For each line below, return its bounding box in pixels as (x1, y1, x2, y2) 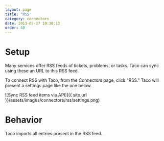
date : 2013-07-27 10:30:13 (5, 21, 60, 26)
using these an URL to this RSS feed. (5, 68, 79, 74)
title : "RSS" (5, 12, 32, 17)
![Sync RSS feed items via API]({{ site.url (5, 92, 87, 98)
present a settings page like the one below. (5, 83, 92, 89)
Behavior (5, 115, 43, 125)
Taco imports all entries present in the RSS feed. (5, 131, 103, 136)
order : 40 (5, 25, 25, 30)
